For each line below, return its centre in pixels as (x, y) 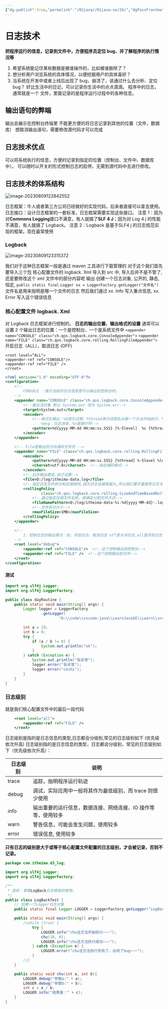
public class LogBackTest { (34, 900)
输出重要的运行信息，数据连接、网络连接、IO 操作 (91, 808)
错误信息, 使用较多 (54, 834)
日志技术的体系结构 (35, 184)
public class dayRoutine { (33, 600)
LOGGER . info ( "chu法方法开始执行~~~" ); (78, 932)
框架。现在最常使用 (33, 231)
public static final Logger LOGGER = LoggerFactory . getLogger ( (81, 909)
